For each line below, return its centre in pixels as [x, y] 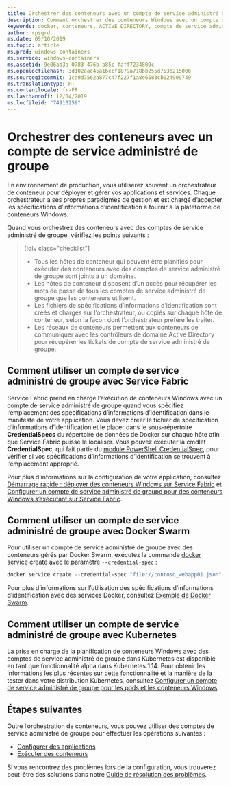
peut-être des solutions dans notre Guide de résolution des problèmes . [107, 774]
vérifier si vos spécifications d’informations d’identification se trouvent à [109, 456]
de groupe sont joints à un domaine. [85, 276]
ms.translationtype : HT [41, 84]
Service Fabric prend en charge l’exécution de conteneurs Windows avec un [115, 398]
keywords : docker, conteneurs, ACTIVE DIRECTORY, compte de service [107, 26]
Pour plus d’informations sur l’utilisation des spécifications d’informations [110, 588]
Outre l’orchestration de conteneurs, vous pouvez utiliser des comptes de [111, 726]
